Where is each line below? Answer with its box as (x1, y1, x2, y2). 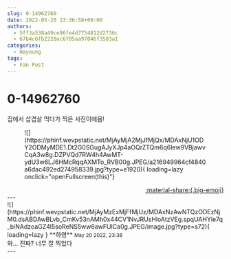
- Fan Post (13, 61, 45, 68)
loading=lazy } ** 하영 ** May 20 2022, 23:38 (7, 230, 123, 238)
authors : (7, 23, 32, 30)
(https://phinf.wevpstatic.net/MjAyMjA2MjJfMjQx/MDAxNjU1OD (24, 136, 204, 144)
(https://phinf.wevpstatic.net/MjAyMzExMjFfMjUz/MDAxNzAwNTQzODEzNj (7, 207, 221, 216)
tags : (7, 55, 23, 62)
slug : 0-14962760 (7, 10, 57, 17)
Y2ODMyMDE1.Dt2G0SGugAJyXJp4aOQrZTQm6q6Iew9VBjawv (24, 143, 206, 152)
